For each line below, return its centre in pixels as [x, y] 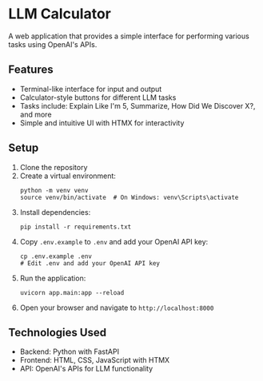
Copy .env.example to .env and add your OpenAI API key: [114, 241]
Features [31, 70]
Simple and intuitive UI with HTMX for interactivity [102, 123]
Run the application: [53, 278]
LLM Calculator [60, 14]
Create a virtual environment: [68, 176]
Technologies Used [57, 332]
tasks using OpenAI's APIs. [53, 44]
